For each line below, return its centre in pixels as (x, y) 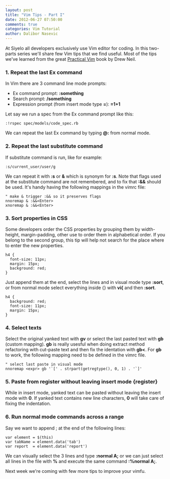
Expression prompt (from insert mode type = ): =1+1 (66, 104)
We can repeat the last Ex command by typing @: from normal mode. (78, 133)
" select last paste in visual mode (44, 365)
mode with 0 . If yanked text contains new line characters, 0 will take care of (85, 398)
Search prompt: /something (42, 99)
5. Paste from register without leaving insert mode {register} (81, 382)
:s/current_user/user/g (31, 166)
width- (148, 229)
